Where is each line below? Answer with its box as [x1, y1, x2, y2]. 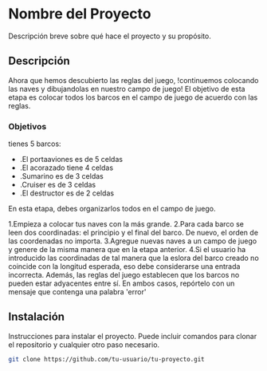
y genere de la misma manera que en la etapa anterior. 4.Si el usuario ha [8, 245, 246, 255]
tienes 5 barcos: [8, 139, 61, 148]
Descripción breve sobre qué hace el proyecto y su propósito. [8, 31, 211, 41]
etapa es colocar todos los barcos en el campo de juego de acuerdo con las [8, 93, 258, 102]
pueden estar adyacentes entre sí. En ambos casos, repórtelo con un [8, 278, 235, 288]
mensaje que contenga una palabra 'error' [8, 287, 147, 297]
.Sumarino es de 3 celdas [19, 172, 104, 181]
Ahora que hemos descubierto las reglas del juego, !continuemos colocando [8, 75, 259, 85]
